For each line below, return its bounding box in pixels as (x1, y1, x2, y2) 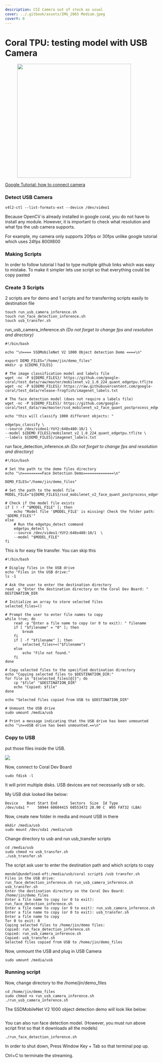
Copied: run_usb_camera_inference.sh (5, 931, 81, 936)
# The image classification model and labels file (5, 371, 110, 376)
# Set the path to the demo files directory (5, 467, 97, 472)
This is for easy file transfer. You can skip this (5, 548, 96, 554)
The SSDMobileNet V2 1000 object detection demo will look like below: (5, 1006, 147, 1012)
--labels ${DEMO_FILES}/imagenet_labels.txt (5, 435, 97, 440)
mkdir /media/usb (5, 823, 40, 828)
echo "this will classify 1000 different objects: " (5, 414, 114, 419)
